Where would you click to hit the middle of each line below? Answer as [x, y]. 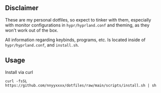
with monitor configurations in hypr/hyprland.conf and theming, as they [77, 25]
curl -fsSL [16, 81]
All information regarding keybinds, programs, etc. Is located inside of [75, 40]
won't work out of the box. [32, 30]
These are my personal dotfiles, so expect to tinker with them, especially [78, 20]
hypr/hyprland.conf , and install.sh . [42, 45]
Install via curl [19, 72]
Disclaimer [22, 8]
